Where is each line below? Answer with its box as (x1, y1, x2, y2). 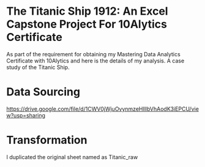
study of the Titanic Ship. (6, 63, 70, 71)
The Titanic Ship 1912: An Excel (6, 4, 168, 18)
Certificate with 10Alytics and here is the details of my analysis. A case (6, 57, 185, 64)
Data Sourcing (6, 85, 81, 99)
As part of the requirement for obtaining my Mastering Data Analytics (6, 50, 181, 58)
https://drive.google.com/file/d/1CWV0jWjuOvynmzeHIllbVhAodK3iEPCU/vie (6, 105, 199, 113)
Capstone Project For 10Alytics (6, 17, 167, 31)
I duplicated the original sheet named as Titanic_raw (6, 153, 138, 160)
